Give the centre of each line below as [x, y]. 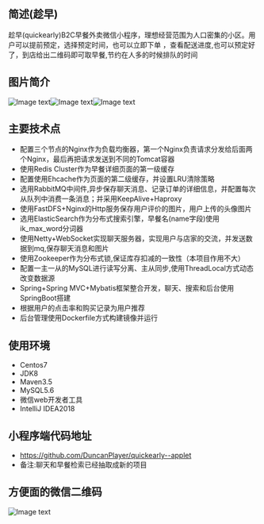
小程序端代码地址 [50, 435]
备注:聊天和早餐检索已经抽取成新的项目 [83, 465]
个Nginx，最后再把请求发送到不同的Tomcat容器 [97, 159]
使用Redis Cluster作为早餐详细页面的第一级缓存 [97, 169]
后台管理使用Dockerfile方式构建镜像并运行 [89, 318]
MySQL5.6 [37, 391]
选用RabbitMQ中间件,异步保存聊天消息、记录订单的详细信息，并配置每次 [138, 189]
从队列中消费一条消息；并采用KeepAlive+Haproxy [101, 199]
